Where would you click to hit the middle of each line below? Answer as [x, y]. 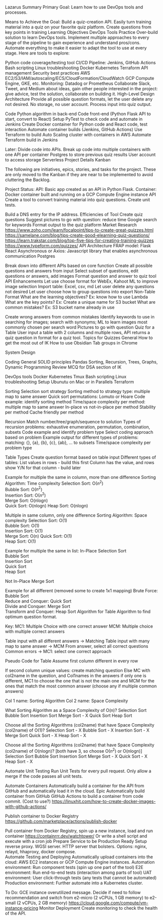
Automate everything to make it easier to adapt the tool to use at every [76, 48]
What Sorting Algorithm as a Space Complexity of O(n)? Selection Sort [76, 710]
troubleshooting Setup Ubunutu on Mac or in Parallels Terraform [70, 382]
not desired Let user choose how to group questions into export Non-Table [80, 292]
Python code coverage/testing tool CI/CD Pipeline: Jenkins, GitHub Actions [81, 63]
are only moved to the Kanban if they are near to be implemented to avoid [79, 174]
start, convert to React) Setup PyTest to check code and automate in [74, 119]
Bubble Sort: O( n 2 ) [24, 489]
